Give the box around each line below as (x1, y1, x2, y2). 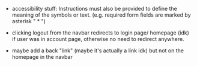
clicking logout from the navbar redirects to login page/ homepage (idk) (11, 29, 189, 36)
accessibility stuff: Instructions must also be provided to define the (11, 5, 177, 12)
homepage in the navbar (11, 54, 73, 60)
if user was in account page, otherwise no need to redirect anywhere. (11, 36, 184, 42)
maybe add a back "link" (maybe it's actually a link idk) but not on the (11, 47, 184, 54)
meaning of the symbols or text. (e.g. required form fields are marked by (11, 11, 191, 18)
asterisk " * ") (11, 18, 46, 24)
